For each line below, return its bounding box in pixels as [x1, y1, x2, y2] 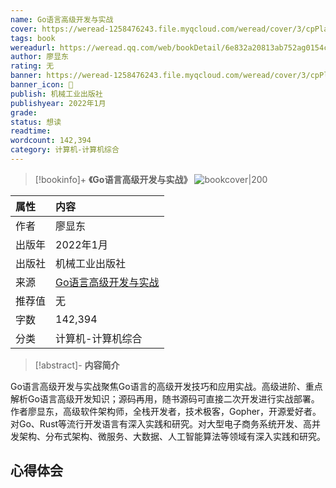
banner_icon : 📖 [10, 80, 74, 90]
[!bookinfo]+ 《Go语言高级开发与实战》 [34, 173, 193, 185]
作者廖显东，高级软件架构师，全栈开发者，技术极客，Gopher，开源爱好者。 [10, 405, 322, 417]
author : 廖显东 [10, 52, 69, 62]
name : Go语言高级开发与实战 [10, 14, 114, 25]
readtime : [10, 126, 52, 136]
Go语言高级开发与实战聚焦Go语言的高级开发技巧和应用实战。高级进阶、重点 [10, 380, 323, 392]
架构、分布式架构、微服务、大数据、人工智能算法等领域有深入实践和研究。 [18, 430, 326, 442]
